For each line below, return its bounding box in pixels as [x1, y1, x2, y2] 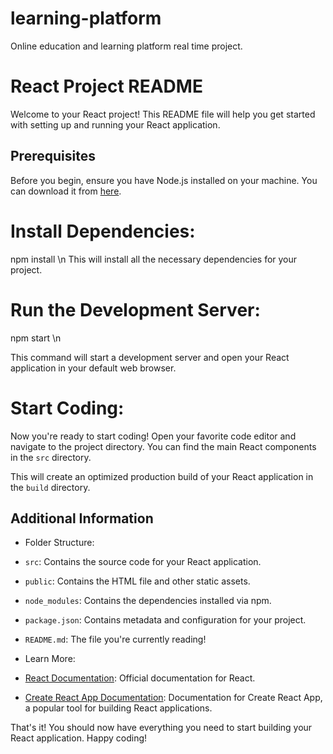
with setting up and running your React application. [10, 118, 221, 131]
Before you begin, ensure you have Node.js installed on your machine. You [10, 174, 318, 186]
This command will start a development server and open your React [10, 351, 290, 363]
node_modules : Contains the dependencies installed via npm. [24, 595, 272, 607]
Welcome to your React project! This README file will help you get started [10, 108, 316, 120]
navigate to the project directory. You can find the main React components [10, 440, 317, 452]
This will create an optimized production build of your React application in [10, 470, 314, 482]
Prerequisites [10, 148, 96, 165]
